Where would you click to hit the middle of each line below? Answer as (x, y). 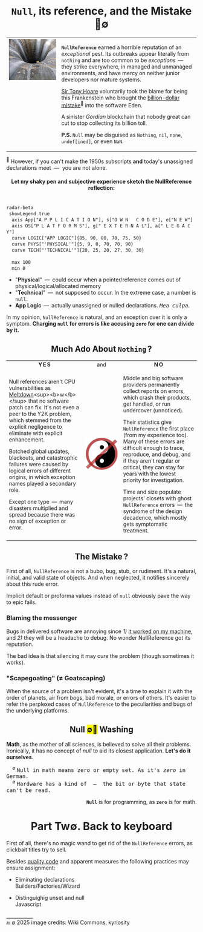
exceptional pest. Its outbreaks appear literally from (125, 53)
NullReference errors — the (158, 505)
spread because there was (42, 514)
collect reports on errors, (154, 391)
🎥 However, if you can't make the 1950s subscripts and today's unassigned (100, 161)
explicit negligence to (35, 426)
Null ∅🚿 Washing (101, 730)
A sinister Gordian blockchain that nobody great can (126, 117)
